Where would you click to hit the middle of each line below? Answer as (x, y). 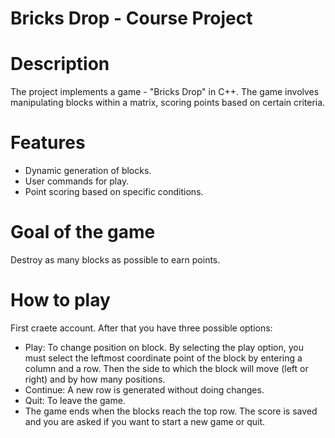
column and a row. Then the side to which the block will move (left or (166, 368)
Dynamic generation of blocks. (88, 171)
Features (48, 143)
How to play (60, 300)
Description (60, 64)
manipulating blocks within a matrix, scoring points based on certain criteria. (168, 103)
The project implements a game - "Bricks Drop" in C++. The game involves (165, 92)
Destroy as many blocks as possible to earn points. (115, 260)
